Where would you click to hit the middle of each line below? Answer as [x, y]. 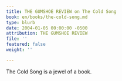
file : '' [17, 39]
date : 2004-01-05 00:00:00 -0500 [47, 28]
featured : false [26, 45]
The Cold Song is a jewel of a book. [49, 72]
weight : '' [19, 50]
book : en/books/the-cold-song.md [47, 17]
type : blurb [21, 22]
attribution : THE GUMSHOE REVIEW [47, 33]
